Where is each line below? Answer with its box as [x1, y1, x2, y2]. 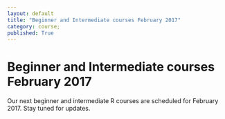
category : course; [7, 23, 60, 30]
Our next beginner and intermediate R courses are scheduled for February [7, 97, 219, 105]
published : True [7, 29, 54, 37]
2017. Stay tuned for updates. [7, 104, 91, 113]
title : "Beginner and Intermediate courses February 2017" [7, 17, 181, 24]
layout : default [7, 10, 54, 17]
